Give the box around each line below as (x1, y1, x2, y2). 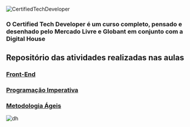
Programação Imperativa (6, 86, 78, 94)
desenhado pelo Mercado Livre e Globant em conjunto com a (6, 27, 184, 35)
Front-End (6, 70, 36, 78)
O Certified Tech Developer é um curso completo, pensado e (6, 20, 182, 28)
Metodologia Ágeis (6, 102, 62, 110)
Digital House (6, 35, 46, 43)
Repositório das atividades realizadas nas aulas (6, 53, 184, 63)
